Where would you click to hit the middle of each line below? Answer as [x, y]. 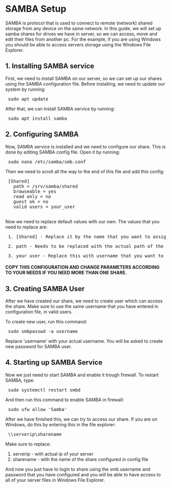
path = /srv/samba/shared [46, 186]
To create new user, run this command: [46, 321]
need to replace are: [26, 227]
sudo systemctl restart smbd [44, 390]
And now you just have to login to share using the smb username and [78, 469]
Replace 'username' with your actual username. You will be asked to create [84, 341]
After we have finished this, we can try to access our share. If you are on [81, 419]
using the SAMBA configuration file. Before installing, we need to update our [85, 84]
